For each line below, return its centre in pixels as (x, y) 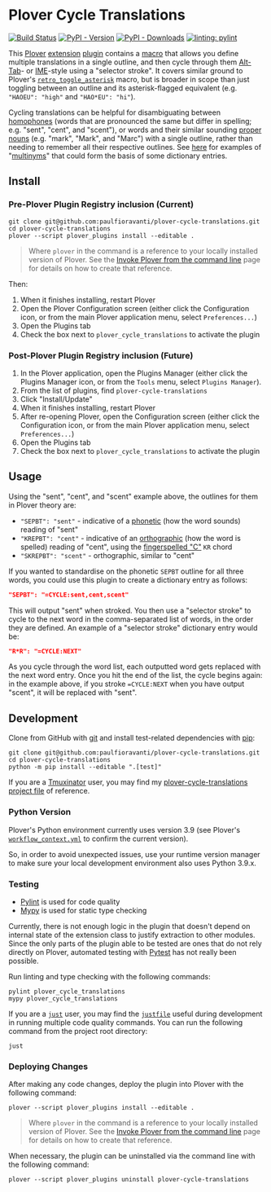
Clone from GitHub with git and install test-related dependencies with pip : (132, 738)
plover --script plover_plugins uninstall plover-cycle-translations (129, 1180)
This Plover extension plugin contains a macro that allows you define (124, 53)
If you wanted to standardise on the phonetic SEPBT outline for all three (126, 571)
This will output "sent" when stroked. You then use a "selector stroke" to (130, 610)
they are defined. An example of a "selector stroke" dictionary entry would (133, 627)
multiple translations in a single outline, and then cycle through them (123, 62)
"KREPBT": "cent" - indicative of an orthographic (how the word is (131, 538)
